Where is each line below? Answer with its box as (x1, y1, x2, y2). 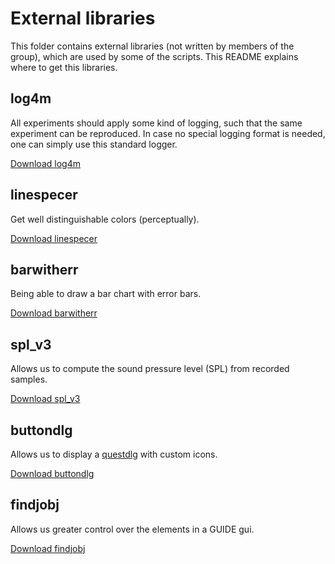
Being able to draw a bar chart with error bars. (10, 288, 202, 300)
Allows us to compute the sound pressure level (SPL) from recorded (10, 363, 290, 375)
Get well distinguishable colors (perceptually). (10, 213, 200, 225)
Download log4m (10, 157, 81, 169)
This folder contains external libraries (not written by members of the (10, 40, 295, 52)
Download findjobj (10, 542, 86, 554)
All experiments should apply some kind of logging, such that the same (10, 117, 303, 129)
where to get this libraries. (10, 61, 118, 73)
